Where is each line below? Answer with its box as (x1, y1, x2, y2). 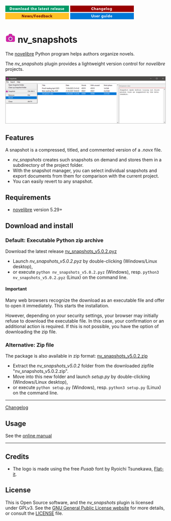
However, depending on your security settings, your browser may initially (5, 312, 159, 319)
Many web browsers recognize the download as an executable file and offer (5, 297, 165, 303)
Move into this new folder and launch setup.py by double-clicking (12, 373, 150, 380)
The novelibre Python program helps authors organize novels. (5, 50, 135, 56)
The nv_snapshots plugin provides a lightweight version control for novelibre (5, 61, 165, 67)
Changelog (5, 404, 28, 411)
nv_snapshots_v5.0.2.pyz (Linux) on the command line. (12, 274, 128, 280)
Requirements (5, 193, 51, 201)
